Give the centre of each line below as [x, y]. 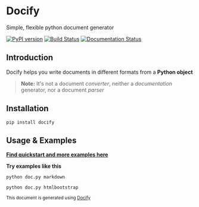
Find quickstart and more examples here [57, 155]
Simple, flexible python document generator [60, 27]
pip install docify [30, 122]
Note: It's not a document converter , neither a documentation [97, 83]
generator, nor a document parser [62, 90]
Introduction [30, 58]
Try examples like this [34, 166]
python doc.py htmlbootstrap [42, 188]
